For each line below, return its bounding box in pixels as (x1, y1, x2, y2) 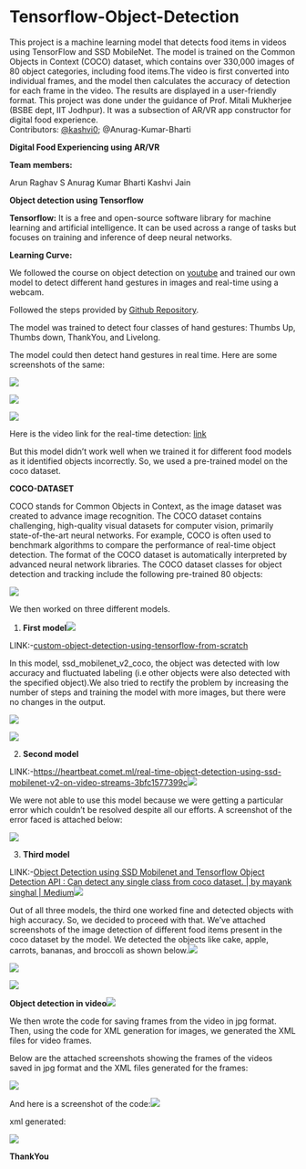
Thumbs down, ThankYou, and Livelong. (9, 332, 161, 342)
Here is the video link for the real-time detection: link (9, 427, 207, 439)
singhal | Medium (9, 887, 75, 898)
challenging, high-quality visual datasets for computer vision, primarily (9, 520, 274, 531)
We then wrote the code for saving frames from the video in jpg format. (9, 1016, 277, 1027)
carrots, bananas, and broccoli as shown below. (9, 944, 189, 955)
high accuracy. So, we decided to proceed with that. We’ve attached (9, 914, 266, 925)
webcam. (9, 286, 45, 298)
